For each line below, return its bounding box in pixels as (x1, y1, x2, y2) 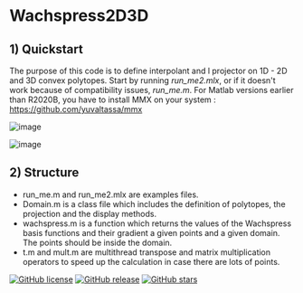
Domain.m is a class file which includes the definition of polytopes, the (22, 198, 287, 209)
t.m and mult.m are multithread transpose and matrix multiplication (22, 246, 271, 258)
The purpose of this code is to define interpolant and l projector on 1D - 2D (9, 65, 288, 76)
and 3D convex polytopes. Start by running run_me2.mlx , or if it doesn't (9, 75, 276, 86)
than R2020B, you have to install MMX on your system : (9, 94, 217, 105)
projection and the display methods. (22, 208, 156, 219)
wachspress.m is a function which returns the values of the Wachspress (22, 218, 292, 229)
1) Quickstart (9, 42, 83, 57)
